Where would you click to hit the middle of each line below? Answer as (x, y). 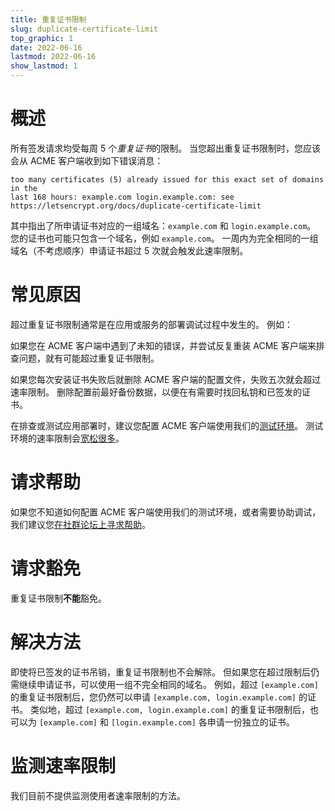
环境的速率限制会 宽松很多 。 (67, 438)
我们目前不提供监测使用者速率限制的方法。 (98, 795)
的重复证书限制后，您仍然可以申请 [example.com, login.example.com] (153, 697)
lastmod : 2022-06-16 (53, 57)
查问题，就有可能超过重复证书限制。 (85, 358)
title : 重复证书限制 (48, 19)
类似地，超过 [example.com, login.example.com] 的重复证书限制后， (169, 709)
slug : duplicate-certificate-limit (84, 29)
